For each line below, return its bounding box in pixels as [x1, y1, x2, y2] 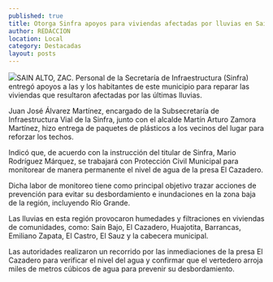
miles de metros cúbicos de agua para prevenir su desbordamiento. [8, 264, 236, 273]
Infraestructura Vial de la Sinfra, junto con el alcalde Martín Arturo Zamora [8, 115, 257, 124]
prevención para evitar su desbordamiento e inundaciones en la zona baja [8, 189, 256, 199]
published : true [8, 11, 63, 20]
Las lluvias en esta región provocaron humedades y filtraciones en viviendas [8, 214, 265, 223]
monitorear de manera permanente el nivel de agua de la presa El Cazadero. [8, 165, 264, 175]
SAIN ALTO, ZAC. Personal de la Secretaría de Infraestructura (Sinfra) [16, 73, 249, 82]
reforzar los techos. [8, 132, 75, 141]
